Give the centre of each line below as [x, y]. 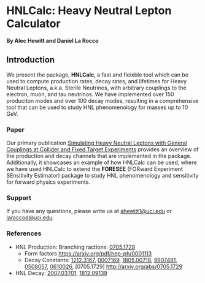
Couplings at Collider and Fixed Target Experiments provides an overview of [102, 149]
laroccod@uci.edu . [30, 217]
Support [19, 198]
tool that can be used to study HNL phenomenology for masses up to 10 [97, 107]
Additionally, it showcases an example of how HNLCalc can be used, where [102, 162]
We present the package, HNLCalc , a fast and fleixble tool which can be [98, 75]
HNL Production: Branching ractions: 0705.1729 [75, 247]
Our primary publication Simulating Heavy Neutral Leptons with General [97, 143]
